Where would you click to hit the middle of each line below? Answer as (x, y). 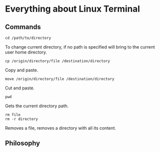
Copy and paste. (21, 70)
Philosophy (23, 144)
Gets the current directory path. (37, 106)
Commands (23, 27)
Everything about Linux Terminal (72, 9)
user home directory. (26, 52)
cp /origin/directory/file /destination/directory (58, 61)
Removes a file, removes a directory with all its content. (60, 128)
